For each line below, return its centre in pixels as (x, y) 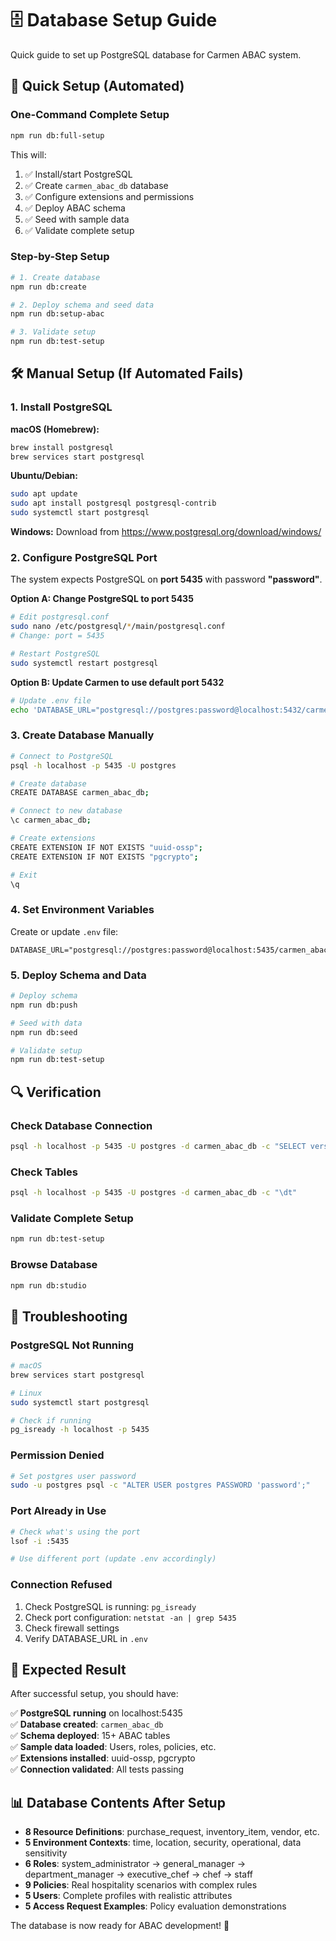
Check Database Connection (81, 1125)
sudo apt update (44, 494)
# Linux (26, 1393)
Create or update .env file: (64, 931)
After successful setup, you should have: (94, 1694)
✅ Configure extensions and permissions (109, 196)
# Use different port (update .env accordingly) (113, 1559)
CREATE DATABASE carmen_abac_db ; (80, 793)
